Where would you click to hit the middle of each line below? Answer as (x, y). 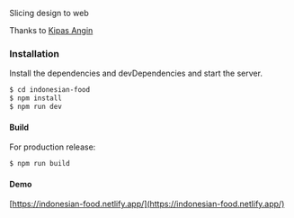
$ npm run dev (36, 107)
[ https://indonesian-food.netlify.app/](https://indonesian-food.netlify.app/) (147, 204)
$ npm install (36, 98)
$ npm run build (40, 164)
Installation (35, 53)
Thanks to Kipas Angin (51, 30)
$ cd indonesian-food (50, 90)
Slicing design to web (49, 13)
